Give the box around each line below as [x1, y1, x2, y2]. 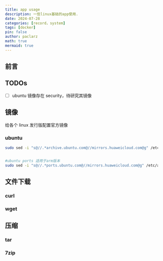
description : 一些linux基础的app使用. [5, 12, 79, 16]
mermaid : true [5, 43, 34, 48]
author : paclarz [5, 34, 38, 39]
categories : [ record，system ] [5, 20, 65, 26]
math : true [5, 39, 27, 44]
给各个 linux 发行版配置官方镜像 [5, 122, 68, 128]
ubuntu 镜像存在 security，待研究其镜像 [12, 93, 92, 98]
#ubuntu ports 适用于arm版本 [5, 158, 61, 163]
